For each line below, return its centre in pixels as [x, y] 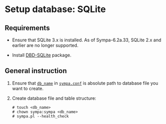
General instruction [36, 71]
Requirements [27, 28]
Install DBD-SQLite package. [42, 55]
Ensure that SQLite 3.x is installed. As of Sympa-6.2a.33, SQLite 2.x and [87, 40]
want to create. [28, 88]
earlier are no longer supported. [45, 45]
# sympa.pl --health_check [40, 116]
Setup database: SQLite [56, 9]
